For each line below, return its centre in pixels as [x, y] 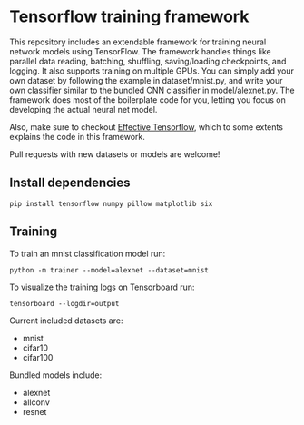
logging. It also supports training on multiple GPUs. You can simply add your [152, 71]
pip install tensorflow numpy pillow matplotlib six [111, 203]
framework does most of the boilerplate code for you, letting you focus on [147, 99]
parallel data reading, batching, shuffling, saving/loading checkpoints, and [148, 61]
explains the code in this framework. [77, 136]
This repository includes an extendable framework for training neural [138, 42]
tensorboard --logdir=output [64, 303]
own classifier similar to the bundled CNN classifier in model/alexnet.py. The [152, 90]
